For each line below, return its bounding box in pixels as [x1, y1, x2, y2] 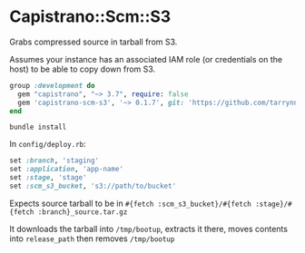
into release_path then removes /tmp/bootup [9, 233, 175, 244]
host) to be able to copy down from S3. [9, 63, 156, 74]
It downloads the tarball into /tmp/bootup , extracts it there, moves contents [9, 223, 289, 234]
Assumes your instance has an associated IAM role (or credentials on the [9, 54, 283, 64]
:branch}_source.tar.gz [37, 207, 128, 217]
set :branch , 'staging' [9, 156, 100, 165]
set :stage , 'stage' [9, 173, 88, 182]
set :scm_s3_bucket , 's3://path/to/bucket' [9, 181, 177, 191]
